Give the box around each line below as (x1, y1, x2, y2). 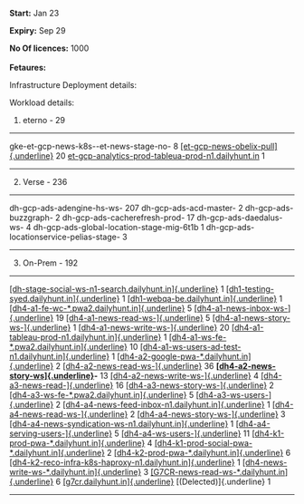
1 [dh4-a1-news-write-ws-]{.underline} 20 (72, 322, 230, 333)
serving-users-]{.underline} (9, 428, 113, 439)
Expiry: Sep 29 (9, 25, 66, 35)
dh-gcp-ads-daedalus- (196, 212, 283, 223)
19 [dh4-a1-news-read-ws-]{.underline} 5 (55, 313, 211, 323)
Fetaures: (9, 63, 47, 73)
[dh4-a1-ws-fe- (168, 332, 227, 343)
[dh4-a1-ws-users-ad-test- (139, 342, 242, 352)
